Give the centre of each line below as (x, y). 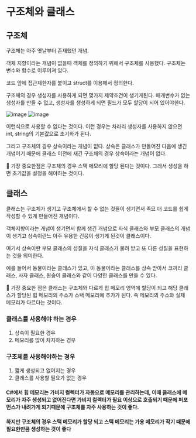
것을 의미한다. (28, 255)
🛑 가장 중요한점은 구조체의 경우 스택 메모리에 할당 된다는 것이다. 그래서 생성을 (94, 166)
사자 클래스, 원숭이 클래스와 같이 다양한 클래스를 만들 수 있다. (88, 275)
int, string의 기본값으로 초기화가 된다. (49, 134)
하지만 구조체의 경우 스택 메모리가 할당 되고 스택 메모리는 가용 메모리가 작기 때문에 (98, 422)
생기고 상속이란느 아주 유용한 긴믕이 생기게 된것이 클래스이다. (82, 235)
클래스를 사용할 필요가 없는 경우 (50, 378)
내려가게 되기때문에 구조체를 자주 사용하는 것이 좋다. (80, 407)
